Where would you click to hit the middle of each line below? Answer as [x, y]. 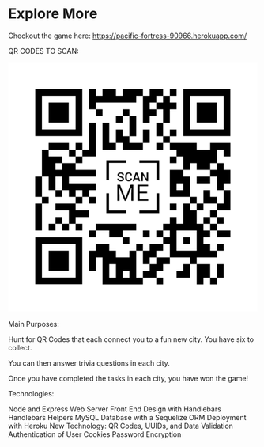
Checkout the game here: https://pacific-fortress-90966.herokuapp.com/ [128, 36]
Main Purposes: [34, 324]
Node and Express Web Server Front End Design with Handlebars [115, 409]
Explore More [53, 14]
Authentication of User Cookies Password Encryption [95, 434]
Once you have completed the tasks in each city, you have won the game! [128, 378]
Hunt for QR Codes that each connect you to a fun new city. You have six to [131, 339]
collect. [20, 347]
